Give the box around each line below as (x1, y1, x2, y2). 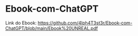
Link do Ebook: (5, 20, 37, 26)
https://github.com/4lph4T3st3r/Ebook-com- (37, 20, 133, 26)
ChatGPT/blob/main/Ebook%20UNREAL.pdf (5, 25, 98, 31)
